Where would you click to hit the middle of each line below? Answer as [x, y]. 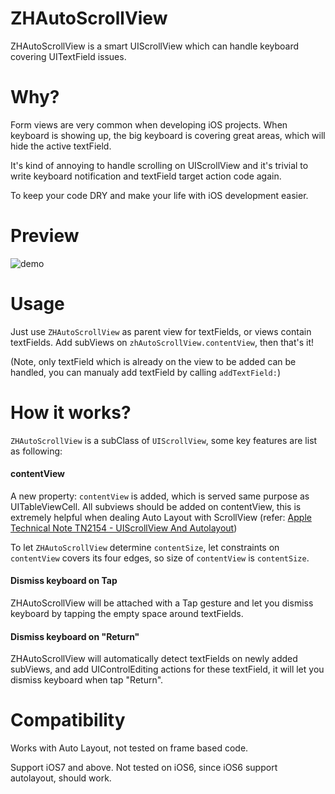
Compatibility [68, 720]
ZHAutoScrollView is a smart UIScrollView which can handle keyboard [155, 46]
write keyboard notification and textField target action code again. [146, 176]
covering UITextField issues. [68, 56]
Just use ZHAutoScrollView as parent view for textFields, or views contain [161, 331]
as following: [36, 451]
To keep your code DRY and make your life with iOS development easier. [159, 195]
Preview [45, 236]
